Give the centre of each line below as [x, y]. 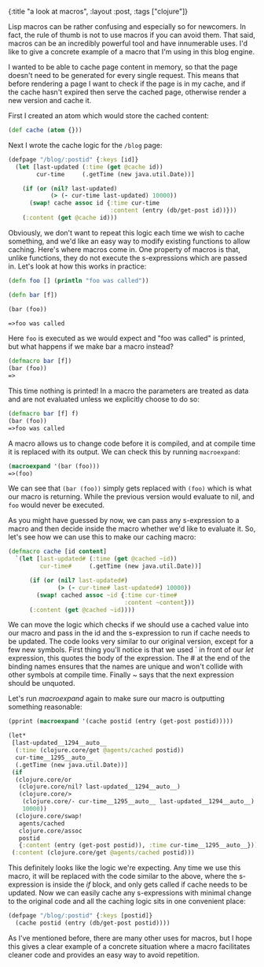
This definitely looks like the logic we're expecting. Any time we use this [125, 868]
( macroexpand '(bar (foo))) [54, 466]
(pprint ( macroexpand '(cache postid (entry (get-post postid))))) [121, 721]
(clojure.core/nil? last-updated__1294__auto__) [99, 787]
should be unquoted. [42, 684]
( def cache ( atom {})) [45, 130]
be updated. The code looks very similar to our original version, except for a [131, 642]
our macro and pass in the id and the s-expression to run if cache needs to [129, 633]
